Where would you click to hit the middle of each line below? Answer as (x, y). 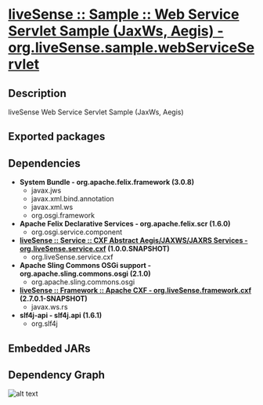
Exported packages (57, 137)
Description (37, 93)
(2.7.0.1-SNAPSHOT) (53, 298)
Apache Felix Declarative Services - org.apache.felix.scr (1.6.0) (125, 224)
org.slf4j (45, 324)
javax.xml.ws (52, 207)
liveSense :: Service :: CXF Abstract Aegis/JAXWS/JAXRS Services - (133, 240)
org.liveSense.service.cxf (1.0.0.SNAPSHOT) (94, 249)
